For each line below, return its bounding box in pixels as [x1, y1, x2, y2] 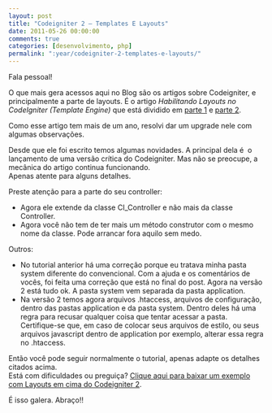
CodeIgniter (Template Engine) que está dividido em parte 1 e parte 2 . [8, 105, 242, 115]
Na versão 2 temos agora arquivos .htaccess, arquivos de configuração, [19, 294, 262, 304]
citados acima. [8, 363, 58, 372]
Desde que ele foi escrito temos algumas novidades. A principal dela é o [8, 146, 253, 154]
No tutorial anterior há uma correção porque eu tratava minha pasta [19, 260, 247, 269]
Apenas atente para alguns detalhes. [8, 172, 132, 180]
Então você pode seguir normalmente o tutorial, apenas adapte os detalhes [8, 354, 260, 363]
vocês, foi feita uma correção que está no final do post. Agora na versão [19, 277, 263, 287]
